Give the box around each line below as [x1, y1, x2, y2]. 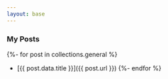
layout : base [6, 10, 45, 18]
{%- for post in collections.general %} [6, 50, 118, 58]
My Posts [6, 33, 40, 43]
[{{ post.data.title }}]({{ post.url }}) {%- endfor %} [16, 63, 162, 72]
